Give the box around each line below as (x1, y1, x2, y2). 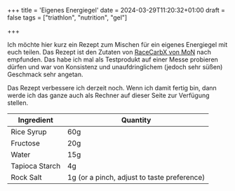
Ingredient (18, 115, 54, 125)
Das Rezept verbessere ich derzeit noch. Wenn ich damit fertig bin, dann (7, 84, 217, 92)
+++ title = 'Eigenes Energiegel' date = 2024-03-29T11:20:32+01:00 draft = (7, 6, 226, 14)
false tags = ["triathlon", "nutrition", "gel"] (7, 13, 128, 22)
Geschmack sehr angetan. (7, 70, 83, 78)
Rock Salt (11, 173, 42, 182)
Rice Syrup (11, 127, 47, 136)
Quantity (121, 115, 152, 125)
